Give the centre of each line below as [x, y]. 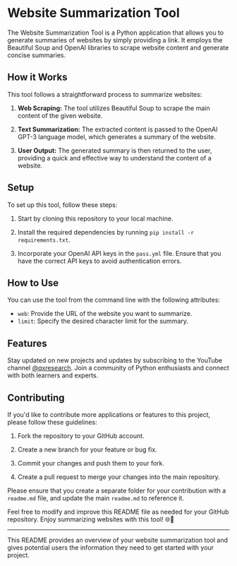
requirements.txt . [44, 240]
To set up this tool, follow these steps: [62, 205]
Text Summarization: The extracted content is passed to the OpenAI [117, 129]
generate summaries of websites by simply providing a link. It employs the [115, 40]
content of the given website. [60, 115]
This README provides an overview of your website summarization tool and [117, 540]
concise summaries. [36, 55]
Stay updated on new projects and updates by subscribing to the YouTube [115, 360]
